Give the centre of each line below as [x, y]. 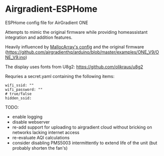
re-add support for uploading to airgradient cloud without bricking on [82, 127]
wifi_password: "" [24, 89]
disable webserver [31, 122]
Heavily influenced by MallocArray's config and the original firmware [75, 47]
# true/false [18, 94]
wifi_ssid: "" [20, 85]
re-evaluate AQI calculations [41, 137]
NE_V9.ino [15, 57]
